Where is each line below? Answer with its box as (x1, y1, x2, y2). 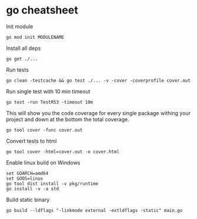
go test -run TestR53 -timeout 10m (6, 99, 94, 105)
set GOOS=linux (6, 176, 44, 181)
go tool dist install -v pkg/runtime (6, 180, 99, 187)
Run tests (6, 66, 29, 73)
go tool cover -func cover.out (6, 127, 83, 133)
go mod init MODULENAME (6, 34, 65, 40)
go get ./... (6, 56, 38, 62)
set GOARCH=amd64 (6, 170, 49, 176)
